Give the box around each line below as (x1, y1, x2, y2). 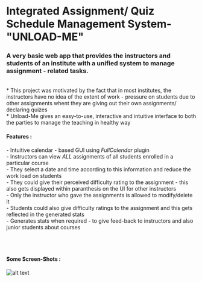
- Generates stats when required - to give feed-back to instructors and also (6, 217, 194, 225)
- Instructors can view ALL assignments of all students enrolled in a (6, 152, 174, 160)
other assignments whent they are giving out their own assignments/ (6, 100, 177, 107)
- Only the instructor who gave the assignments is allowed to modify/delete (6, 191, 193, 198)
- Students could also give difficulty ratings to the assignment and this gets (6, 204, 193, 211)
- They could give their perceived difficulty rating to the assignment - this (6, 179, 189, 186)
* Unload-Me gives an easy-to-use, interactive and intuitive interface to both (6, 113, 197, 120)
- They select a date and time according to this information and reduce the (6, 165, 191, 173)
